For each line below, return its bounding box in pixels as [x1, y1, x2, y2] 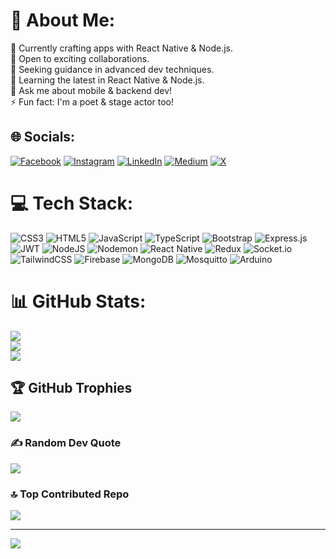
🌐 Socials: [10, 129, 76, 146]
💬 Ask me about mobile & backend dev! [10, 84, 173, 96]
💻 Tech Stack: [10, 192, 134, 214]
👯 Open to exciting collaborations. [10, 52, 150, 64]
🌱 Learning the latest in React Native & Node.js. [10, 74, 205, 86]
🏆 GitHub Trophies [10, 380, 133, 397]
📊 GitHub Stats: [10, 290, 147, 313]
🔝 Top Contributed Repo [10, 487, 130, 501]
